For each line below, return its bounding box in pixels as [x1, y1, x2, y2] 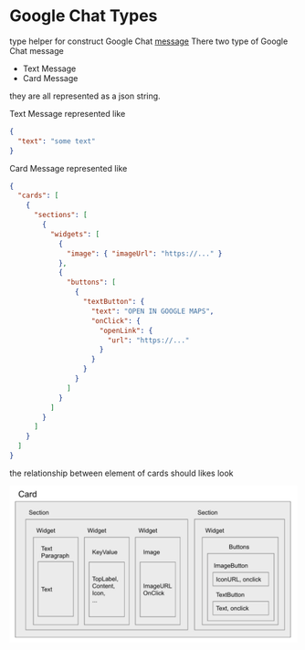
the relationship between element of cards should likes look [9, 467, 234, 478]
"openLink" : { [99, 326, 153, 335]
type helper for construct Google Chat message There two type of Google [9, 36, 289, 47]
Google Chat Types [9, 5, 158, 26]
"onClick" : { [90, 316, 142, 325]
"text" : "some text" [17, 136, 96, 146]
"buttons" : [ [67, 278, 117, 288]
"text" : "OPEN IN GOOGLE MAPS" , [90, 307, 215, 316]
